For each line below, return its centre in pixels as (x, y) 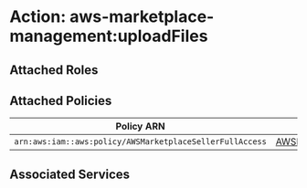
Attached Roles (54, 70)
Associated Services (70, 174)
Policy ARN (141, 127)
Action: (38, 17)
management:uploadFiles (109, 36)
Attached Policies (61, 101)
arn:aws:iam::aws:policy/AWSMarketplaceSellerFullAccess (140, 142)
